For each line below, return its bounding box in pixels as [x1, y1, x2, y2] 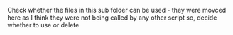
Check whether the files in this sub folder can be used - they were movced [7, 6, 227, 14]
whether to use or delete [7, 21, 80, 29]
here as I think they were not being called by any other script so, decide [7, 13, 217, 22]
